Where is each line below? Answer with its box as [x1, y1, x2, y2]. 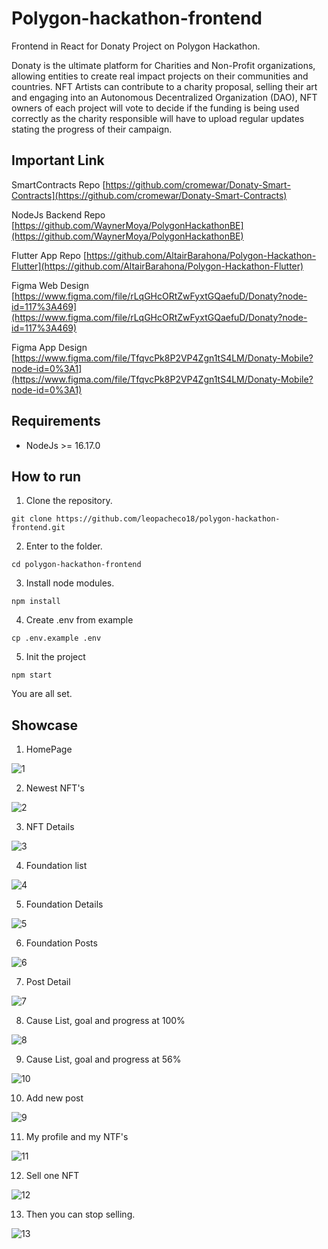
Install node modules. [25, 577, 115, 589]
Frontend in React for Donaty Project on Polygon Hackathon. [11, 40, 261, 52]
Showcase [11, 717, 79, 734]
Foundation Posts [25, 937, 98, 949]
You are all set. [11, 688, 73, 700]
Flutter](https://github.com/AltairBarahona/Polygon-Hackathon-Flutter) [11, 260, 304, 272]
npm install [11, 597, 61, 607]
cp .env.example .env [11, 633, 102, 644]
